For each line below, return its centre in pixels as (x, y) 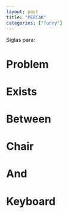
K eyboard (31, 201)
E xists (22, 91)
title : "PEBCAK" (26, 17)
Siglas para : (21, 40)
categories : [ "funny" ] (34, 23)
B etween (29, 119)
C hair (20, 147)
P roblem (27, 64)
